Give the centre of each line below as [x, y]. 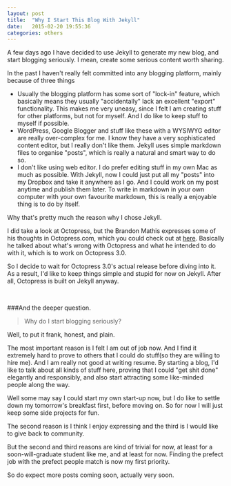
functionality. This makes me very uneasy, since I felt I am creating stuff [119, 109]
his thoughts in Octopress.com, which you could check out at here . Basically [116, 239]
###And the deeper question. [49, 308]
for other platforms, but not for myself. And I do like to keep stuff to [112, 116]
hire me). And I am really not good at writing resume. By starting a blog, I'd [113, 363]
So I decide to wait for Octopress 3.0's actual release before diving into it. [112, 266]
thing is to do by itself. [49, 204]
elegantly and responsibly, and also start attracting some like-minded [106, 377]
